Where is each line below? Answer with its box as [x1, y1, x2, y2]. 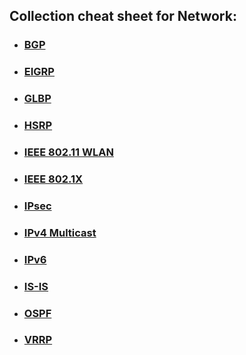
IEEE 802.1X [23, 172, 84, 186]
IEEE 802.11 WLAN [23, 145, 114, 159]
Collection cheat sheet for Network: [9, 8, 237, 25]
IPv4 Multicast [23, 225, 97, 239]
